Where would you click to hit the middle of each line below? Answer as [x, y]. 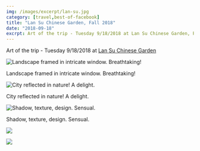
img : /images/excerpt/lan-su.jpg [48, 12]
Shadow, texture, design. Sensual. [48, 120]
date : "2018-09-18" [30, 28]
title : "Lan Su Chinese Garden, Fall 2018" [61, 23]
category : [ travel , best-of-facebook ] [53, 17]
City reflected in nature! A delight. [48, 97]
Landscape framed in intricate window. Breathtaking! [71, 73]
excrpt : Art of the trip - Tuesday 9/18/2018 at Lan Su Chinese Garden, [98, 34]
